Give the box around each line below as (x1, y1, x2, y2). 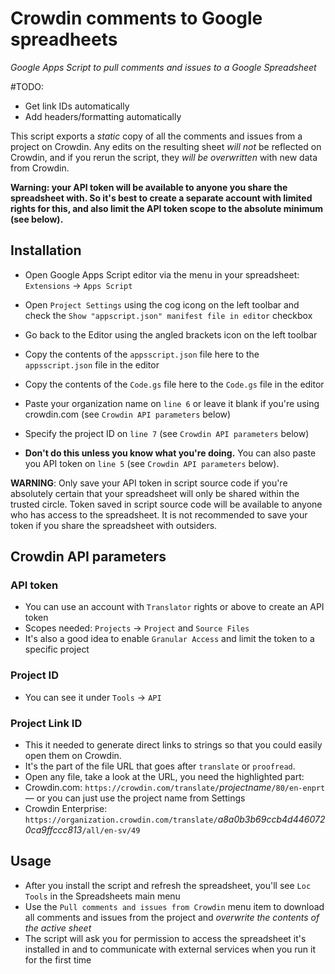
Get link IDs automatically (24, 100, 130, 112)
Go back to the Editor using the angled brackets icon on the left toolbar (24, 328, 318, 341)
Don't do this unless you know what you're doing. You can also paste (24, 447, 317, 459)
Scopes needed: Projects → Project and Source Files (24, 622, 250, 634)
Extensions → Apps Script (24, 279, 133, 291)
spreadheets (10, 28, 118, 51)
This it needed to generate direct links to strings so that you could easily (24, 739, 323, 751)
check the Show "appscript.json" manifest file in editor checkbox (24, 309, 313, 321)
